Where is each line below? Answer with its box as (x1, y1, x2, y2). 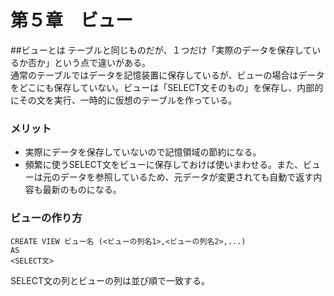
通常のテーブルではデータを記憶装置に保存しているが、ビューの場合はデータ (10, 69, 325, 81)
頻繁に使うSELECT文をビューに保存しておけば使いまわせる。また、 (24, 159, 303, 171)
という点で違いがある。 (53, 56, 151, 68)
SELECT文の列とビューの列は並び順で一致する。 (10, 274, 210, 286)
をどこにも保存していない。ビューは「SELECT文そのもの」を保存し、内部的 (10, 81, 324, 93)
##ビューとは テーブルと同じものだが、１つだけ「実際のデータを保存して (10, 44, 313, 56)
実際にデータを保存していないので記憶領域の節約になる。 (24, 146, 262, 158)
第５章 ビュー (10, 9, 134, 32)
